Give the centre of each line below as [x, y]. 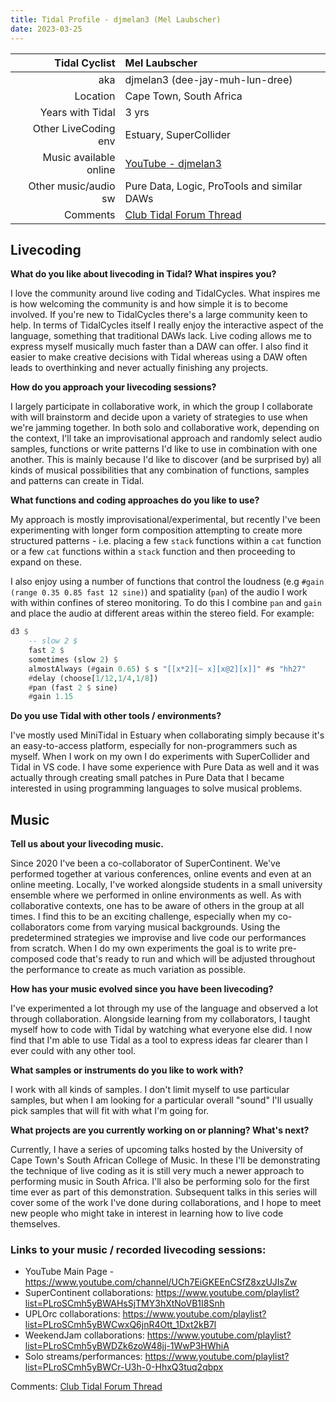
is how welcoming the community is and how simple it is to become [149, 304]
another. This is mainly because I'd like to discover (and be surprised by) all [166, 460]
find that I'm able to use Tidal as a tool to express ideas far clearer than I [159, 1040]
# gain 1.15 [51, 697]
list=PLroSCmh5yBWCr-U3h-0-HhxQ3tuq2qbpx [124, 1367]
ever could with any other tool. [73, 1051]
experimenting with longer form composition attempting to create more [156, 530]
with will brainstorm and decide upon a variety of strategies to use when [159, 417]
